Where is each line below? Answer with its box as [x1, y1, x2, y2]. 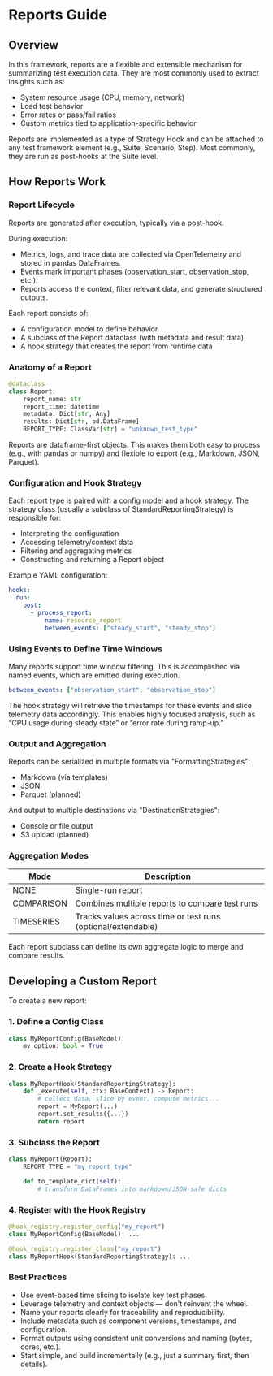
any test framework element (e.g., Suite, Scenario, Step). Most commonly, [8, 143, 256, 152]
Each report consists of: [8, 308, 89, 318]
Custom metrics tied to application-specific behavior [19, 119, 197, 128]
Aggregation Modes [8, 850, 89, 862]
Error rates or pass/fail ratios [19, 110, 116, 119]
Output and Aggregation [8, 738, 107, 749]
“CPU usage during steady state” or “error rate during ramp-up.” [8, 717, 224, 728]
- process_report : [29, 609, 93, 617]
